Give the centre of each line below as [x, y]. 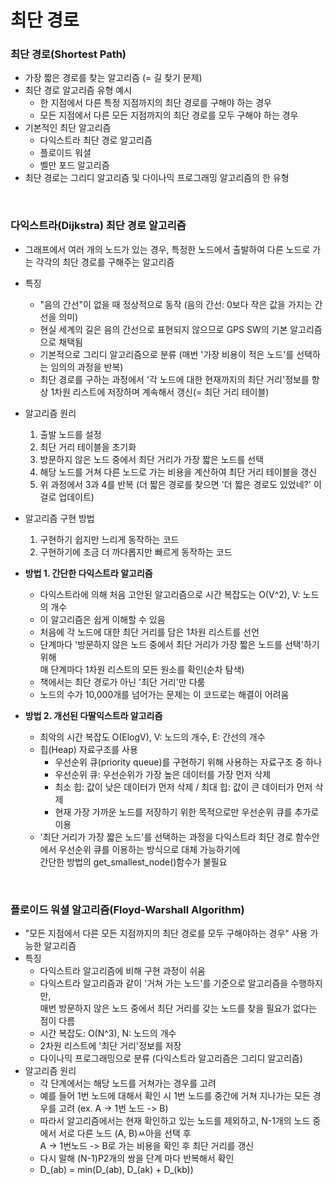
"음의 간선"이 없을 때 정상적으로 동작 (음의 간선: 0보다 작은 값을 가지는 [176, 304]
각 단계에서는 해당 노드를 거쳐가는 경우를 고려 [128, 1083]
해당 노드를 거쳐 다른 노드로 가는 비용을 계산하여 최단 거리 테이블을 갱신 [178, 472]
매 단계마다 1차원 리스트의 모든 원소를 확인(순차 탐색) [142, 669]
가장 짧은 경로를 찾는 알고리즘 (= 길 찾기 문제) [113, 78]
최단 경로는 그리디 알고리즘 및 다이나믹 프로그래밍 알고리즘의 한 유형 [157, 178]
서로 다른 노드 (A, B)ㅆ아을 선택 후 [125, 1133]
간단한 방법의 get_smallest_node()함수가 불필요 [133, 862]
